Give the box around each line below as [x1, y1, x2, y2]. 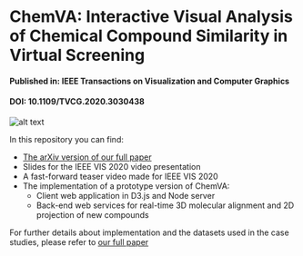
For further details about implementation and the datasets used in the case [9, 227, 289, 238]
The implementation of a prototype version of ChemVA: [22, 180, 230, 192]
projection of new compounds [35, 209, 149, 220]
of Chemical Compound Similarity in [9, 25, 288, 46]
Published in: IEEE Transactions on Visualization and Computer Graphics [9, 75, 289, 86]
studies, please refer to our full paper [9, 236, 149, 247]
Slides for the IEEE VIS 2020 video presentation [22, 161, 201, 172]
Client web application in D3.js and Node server [35, 190, 216, 201]
